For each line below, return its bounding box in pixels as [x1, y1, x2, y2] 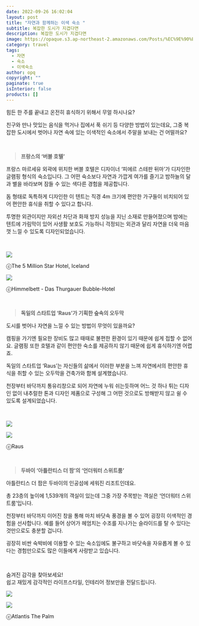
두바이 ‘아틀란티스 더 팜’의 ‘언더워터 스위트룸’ [20, 467, 124, 474]
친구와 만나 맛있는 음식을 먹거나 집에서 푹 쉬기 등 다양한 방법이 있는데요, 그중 [6, 121, 183, 128]
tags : [6, 48, 20, 53]
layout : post [6, 14, 38, 20]
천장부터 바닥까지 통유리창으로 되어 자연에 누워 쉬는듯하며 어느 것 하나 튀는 [6, 382, 179, 389]
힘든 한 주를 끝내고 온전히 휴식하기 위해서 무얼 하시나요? [6, 108, 135, 116]
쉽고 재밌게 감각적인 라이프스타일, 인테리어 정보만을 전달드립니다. [6, 578, 157, 586]
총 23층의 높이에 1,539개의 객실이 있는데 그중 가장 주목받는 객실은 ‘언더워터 [6, 492, 180, 499]
